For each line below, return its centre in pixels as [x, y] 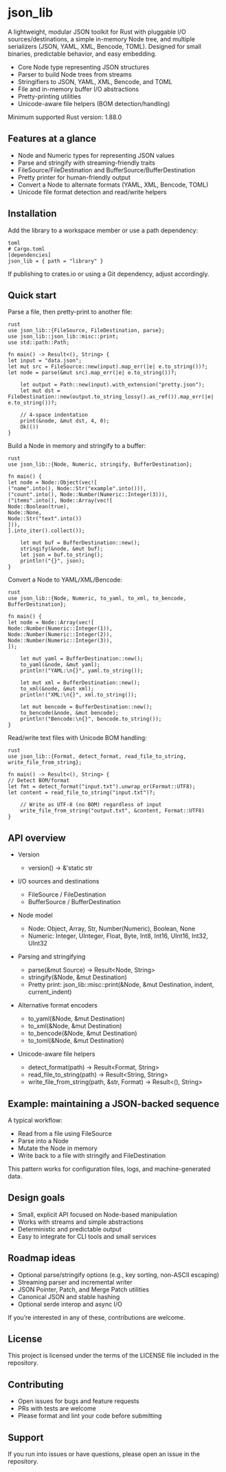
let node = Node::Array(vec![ [51, 623]
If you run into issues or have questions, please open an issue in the [104, 1454]
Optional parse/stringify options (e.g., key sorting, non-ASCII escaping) [118, 1275]
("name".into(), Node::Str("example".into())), [77, 489]
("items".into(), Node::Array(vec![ [60, 501]
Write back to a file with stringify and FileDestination [92, 1155]
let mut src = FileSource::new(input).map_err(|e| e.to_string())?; [108, 367]
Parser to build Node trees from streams [75, 74]
